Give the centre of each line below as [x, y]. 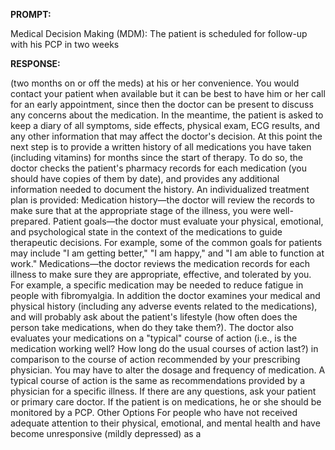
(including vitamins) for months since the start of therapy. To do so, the [156, 157]
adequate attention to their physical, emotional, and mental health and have [165, 423]
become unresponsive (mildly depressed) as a [106, 433]
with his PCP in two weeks [65, 44]
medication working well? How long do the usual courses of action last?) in [164, 348]
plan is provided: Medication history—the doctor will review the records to [162, 200]
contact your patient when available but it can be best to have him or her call [168, 93]
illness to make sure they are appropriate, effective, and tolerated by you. [161, 274]
